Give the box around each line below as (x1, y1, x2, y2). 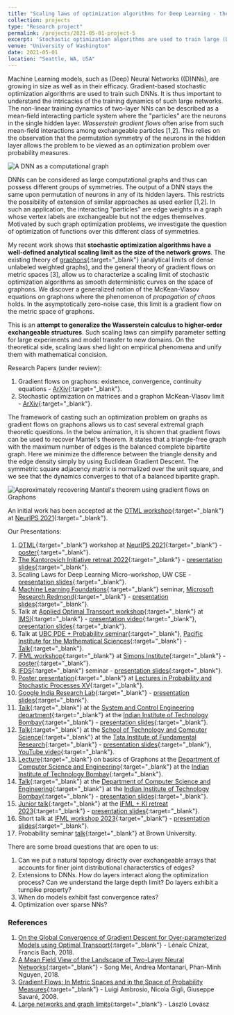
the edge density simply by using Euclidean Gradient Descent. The (8, 457, 199, 465)
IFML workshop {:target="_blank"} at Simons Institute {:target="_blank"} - (17, 651, 226, 660)
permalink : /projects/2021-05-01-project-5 (8, 29, 136, 37)
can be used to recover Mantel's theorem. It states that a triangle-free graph (8, 435, 226, 443)
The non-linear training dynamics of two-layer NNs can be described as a (8, 104, 219, 112)
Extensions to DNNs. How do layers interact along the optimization (17, 870, 209, 879)
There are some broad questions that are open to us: (8, 842, 159, 851)
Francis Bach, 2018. (17, 948, 75, 957)
